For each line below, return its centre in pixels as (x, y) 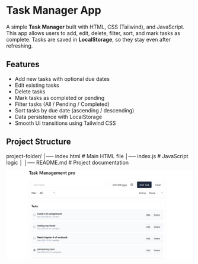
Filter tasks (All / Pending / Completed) (62, 104)
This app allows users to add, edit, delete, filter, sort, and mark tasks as (93, 33)
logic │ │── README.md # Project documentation (68, 162)
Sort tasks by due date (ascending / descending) (74, 110)
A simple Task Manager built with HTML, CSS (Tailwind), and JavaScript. (95, 27)
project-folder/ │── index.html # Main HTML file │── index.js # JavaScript (97, 156)
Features (23, 65)
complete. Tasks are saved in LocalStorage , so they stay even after (88, 39)
